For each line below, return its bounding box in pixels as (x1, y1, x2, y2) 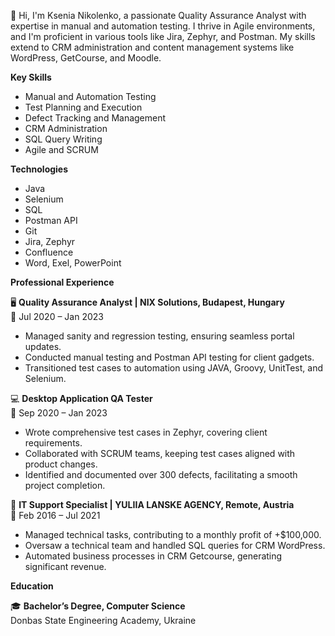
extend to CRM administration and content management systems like (10, 41, 295, 53)
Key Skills (10, 71, 52, 83)
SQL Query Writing (24, 133, 103, 145)
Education (10, 580, 54, 592)
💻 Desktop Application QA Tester (10, 393, 153, 404)
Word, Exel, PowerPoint (24, 257, 122, 269)
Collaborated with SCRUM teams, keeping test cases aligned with (24, 448, 296, 459)
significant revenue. (24, 561, 107, 572)
